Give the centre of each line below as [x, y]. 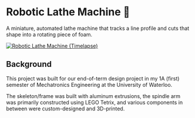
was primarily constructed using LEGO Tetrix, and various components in [95, 102]
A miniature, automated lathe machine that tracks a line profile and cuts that [98, 28]
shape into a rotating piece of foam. [49, 34]
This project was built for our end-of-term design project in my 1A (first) [93, 78]
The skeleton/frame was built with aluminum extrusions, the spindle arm [93, 96]
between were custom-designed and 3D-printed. [65, 109]
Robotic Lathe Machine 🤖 [68, 12]
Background [29, 64]
